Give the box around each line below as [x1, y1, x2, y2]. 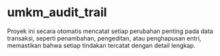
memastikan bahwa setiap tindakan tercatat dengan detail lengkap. [7, 41, 196, 49]
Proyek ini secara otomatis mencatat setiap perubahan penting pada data [7, 27, 214, 35]
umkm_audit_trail [7, 5, 107, 20]
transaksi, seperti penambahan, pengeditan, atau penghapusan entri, [7, 34, 202, 42]
